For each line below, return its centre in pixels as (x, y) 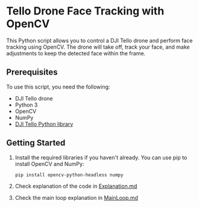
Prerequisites (32, 73)
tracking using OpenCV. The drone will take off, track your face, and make (98, 47)
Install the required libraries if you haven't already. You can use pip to (101, 157)
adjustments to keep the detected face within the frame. (76, 53)
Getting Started (36, 143)
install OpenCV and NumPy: (49, 164)
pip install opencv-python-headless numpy (69, 175)
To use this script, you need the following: (58, 87)
